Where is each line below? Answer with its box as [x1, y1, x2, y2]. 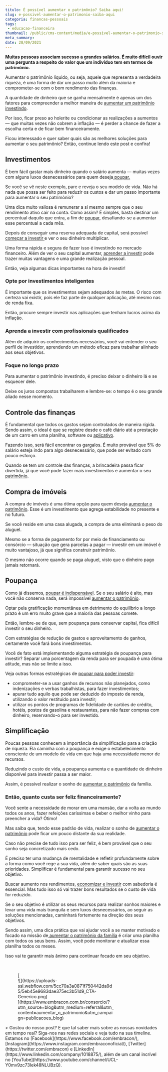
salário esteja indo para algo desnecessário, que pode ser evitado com [5, 447, 151, 453]
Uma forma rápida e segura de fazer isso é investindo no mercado [5, 244, 142, 251]
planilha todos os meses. [5, 943, 56, 949]
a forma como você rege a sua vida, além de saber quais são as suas [5, 861, 148, 866]
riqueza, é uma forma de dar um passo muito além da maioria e [5, 79, 136, 85]
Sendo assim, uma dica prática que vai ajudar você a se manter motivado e [5, 927, 160, 933]
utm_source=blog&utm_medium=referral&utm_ [17, 1004, 114, 1010]
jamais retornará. [5, 562, 40, 568]
